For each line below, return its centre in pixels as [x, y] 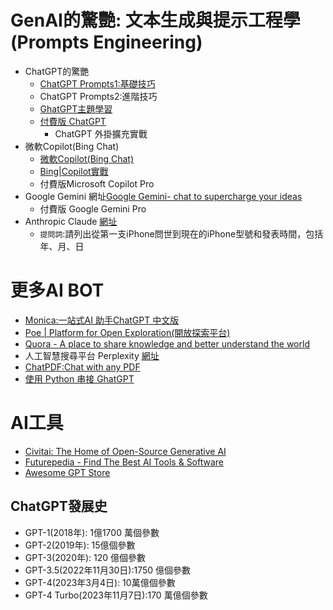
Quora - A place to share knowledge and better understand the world [167, 343]
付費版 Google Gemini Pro [93, 208]
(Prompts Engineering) [106, 42]
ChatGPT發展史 [59, 506]
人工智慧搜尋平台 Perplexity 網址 [92, 355]
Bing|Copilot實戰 [74, 171]
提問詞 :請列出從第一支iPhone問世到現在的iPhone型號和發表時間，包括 [181, 233]
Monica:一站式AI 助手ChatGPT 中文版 [102, 320]
